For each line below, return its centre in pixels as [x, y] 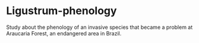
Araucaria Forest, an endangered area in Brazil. [64, 33]
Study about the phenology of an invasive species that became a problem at [99, 27]
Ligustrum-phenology [61, 11]
